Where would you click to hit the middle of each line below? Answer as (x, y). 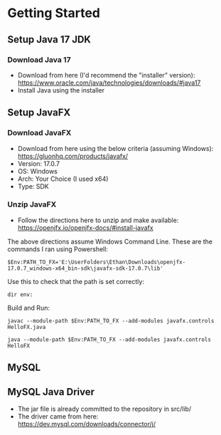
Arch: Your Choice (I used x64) (63, 179)
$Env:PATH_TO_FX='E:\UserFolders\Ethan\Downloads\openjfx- (97, 262)
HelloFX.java (27, 327)
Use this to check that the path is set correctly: (76, 281)
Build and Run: (28, 308)
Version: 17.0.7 (39, 163)
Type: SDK (33, 186)
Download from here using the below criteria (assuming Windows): (115, 148)
